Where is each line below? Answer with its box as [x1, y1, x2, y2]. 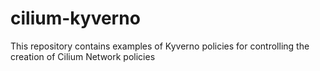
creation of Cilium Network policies [10, 50, 156, 62]
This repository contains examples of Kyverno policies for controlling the [10, 40, 310, 52]
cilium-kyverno [10, 7, 141, 30]
